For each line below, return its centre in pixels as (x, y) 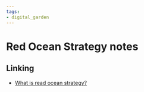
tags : (13, 12)
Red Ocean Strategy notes (72, 47)
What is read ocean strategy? (51, 83)
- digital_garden (28, 17)
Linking (20, 69)
